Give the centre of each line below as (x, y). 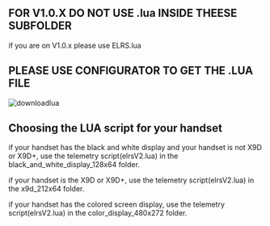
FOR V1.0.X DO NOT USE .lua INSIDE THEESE (123, 13)
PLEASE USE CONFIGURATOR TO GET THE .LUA (131, 71)
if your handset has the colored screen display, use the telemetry (116, 204)
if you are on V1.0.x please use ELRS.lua (75, 45)
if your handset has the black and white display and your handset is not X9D (135, 148)
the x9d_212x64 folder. (46, 189)
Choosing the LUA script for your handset (115, 128)
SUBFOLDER (40, 26)
